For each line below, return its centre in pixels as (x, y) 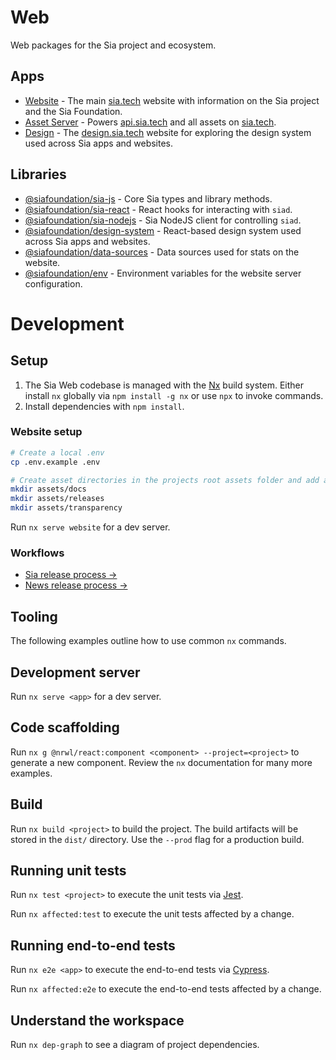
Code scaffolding (65, 727)
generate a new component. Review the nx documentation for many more (161, 762)
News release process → (76, 585)
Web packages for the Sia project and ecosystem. (113, 45)
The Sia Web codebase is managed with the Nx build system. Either (164, 385)
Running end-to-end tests (93, 945)
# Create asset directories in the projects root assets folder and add (165, 480)
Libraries (38, 174)
